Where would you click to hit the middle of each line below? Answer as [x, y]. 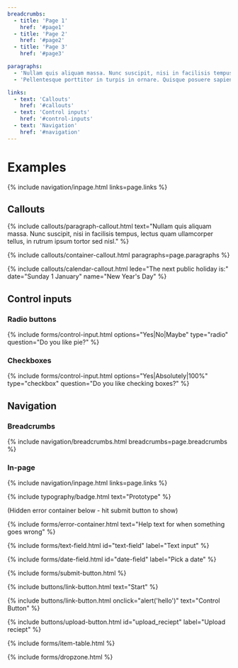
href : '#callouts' [47, 106]
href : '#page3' [42, 54]
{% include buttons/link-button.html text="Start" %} [83, 587]
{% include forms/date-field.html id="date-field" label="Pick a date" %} [112, 559]
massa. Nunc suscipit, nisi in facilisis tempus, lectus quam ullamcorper [110, 234]
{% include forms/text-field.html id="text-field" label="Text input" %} [108, 546]
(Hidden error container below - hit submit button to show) [93, 511]
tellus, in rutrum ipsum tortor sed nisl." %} [68, 242]
